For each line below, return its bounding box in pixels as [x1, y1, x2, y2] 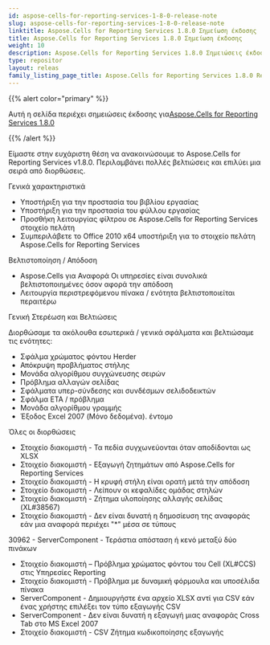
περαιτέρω [19, 296, 57, 306]
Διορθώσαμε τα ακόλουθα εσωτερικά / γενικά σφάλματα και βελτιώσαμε [8, 327, 255, 337]
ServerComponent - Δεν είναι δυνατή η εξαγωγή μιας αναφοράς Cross [19, 610, 260, 619]
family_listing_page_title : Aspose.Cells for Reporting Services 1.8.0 [8, 71, 253, 80]
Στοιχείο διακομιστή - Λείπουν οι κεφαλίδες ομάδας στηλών [19, 485, 223, 495]
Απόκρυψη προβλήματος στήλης [19, 360, 130, 369]
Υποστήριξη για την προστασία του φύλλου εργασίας [19, 206, 201, 215]
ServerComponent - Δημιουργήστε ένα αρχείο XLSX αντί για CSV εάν [19, 593, 255, 602]
